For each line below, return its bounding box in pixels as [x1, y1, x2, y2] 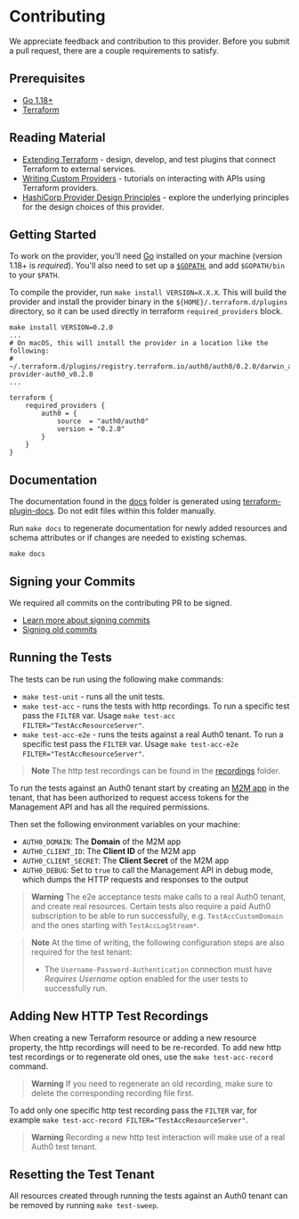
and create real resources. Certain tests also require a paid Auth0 [30, 900, 271, 911]
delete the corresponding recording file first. [30, 1087, 194, 1099]
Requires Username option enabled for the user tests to [44, 973, 249, 983]
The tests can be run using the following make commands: [9, 674, 224, 684]
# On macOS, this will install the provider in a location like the [9, 339, 269, 348]
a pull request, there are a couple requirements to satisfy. [9, 45, 220, 55]
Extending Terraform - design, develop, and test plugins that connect [21, 153, 276, 164]
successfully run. [44, 983, 109, 993]
